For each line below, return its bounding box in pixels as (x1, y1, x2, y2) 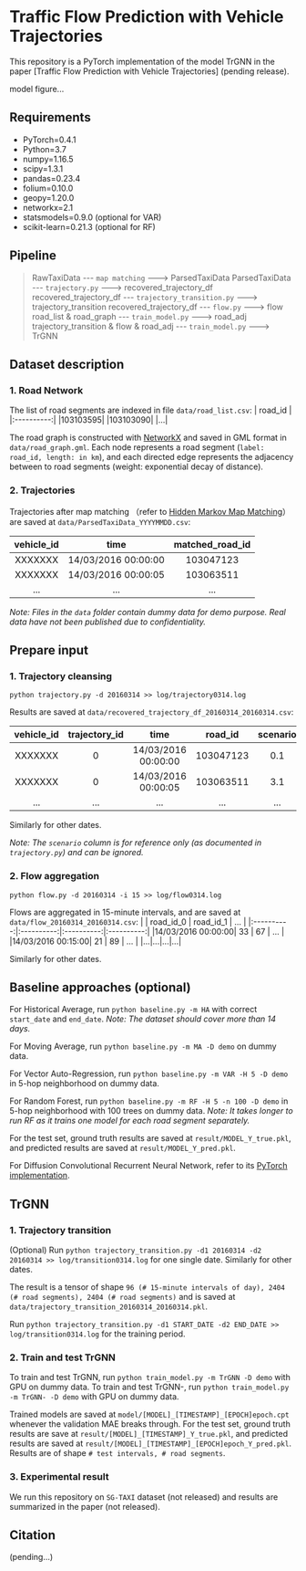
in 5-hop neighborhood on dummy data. (9, 1078, 159, 1089)
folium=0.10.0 (22, 183, 74, 194)
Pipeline (9, 248, 57, 264)
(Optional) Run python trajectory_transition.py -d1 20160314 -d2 (9, 1244, 262, 1256)
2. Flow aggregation (9, 870, 100, 883)
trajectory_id (67, 728, 125, 741)
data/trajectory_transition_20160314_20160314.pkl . (9, 1301, 208, 1312)
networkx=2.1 (22, 202, 74, 213)
